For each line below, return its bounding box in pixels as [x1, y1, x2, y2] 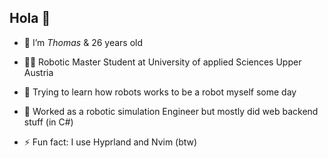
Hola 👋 [9, 10, 51, 27]
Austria [23, 66, 54, 78]
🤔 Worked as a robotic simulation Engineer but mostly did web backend [23, 105, 319, 117]
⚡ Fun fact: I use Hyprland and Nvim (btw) [23, 136, 198, 148]
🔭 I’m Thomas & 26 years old [23, 36, 143, 48]
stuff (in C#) [23, 116, 74, 128]
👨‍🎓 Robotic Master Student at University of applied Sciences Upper [23, 56, 302, 68]
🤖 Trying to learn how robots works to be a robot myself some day [23, 86, 297, 98]
